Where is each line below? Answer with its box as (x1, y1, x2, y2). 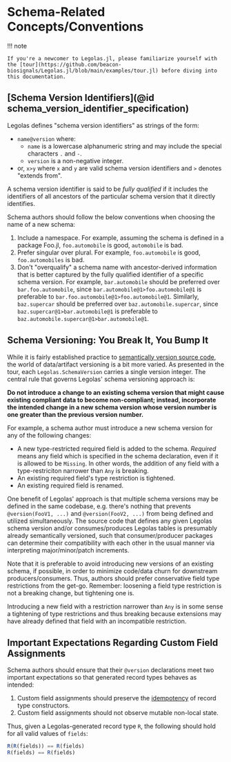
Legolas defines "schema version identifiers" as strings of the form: (7, 121, 200, 129)
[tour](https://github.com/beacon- (19, 61, 122, 68)
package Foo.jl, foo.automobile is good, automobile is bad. (17, 241, 184, 249)
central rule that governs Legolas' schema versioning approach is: (7, 375, 195, 383)
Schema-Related (7, 4, 106, 20)
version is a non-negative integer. (27, 156, 124, 165)
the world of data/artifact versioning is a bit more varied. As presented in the (7, 360, 225, 369)
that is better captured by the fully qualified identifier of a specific (17, 270, 204, 279)
